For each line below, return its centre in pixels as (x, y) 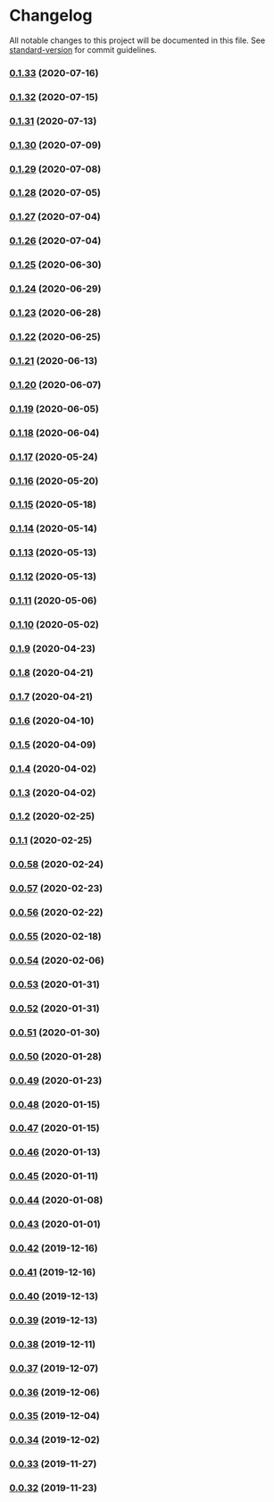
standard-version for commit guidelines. (83, 49)
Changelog (51, 16)
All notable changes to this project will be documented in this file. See (137, 40)
